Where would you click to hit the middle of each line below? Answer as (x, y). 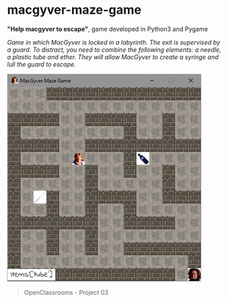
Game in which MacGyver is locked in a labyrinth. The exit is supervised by (114, 42)
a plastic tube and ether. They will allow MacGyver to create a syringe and (113, 56)
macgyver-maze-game (75, 10)
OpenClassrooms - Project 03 (66, 292)
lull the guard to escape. (42, 64)
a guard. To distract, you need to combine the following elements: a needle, (114, 50)
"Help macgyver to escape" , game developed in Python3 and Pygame (107, 29)
